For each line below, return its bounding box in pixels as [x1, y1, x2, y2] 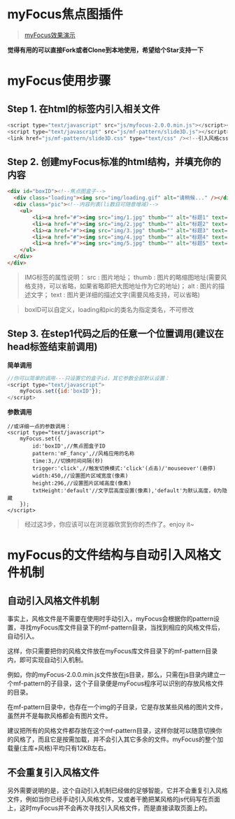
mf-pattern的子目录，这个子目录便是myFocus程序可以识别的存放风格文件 [13, 679, 224, 688]
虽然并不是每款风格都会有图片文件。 [7, 711, 112, 720]
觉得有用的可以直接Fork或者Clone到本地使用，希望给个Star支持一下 [7, 45, 204, 54]
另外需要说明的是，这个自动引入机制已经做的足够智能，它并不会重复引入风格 [7, 786, 228, 795]
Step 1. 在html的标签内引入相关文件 [7, 103, 160, 115]
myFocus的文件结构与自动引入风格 [7, 547, 209, 563]
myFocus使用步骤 [7, 73, 111, 89]
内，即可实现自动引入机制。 [7, 655, 87, 664]
